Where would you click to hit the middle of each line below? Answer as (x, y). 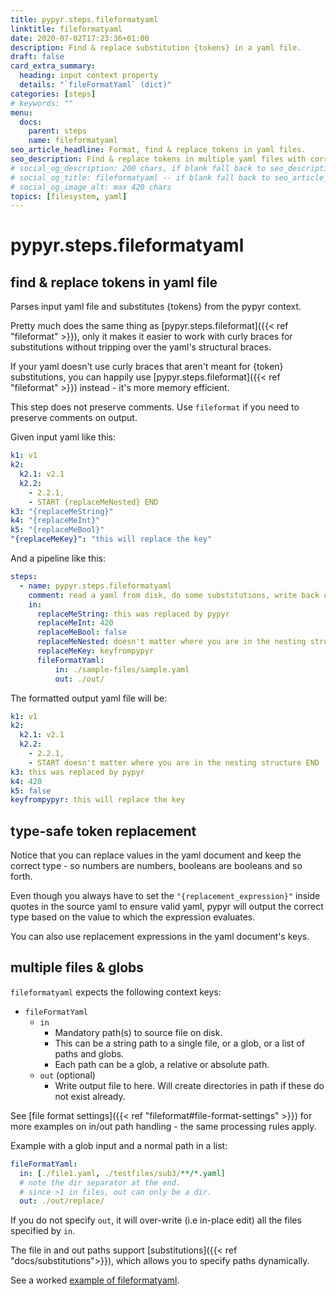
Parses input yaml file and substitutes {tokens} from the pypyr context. (156, 307)
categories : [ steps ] (53, 94)
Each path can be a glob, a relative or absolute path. (162, 1064)
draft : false (37, 57)
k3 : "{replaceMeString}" (62, 511)
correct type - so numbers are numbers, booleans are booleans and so (156, 866)
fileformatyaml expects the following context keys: (116, 992)
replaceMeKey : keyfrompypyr (95, 651)
